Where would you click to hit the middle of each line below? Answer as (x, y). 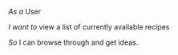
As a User (25, 12)
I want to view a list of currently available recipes (89, 27)
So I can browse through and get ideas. (73, 42)
